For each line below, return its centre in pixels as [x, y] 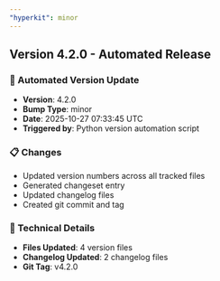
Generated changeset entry [73, 185]
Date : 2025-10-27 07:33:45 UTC [82, 119]
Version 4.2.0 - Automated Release [110, 55]
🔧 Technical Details [52, 228]
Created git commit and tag [73, 204]
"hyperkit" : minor [44, 18]
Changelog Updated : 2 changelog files [95, 257]
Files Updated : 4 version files [78, 247]
